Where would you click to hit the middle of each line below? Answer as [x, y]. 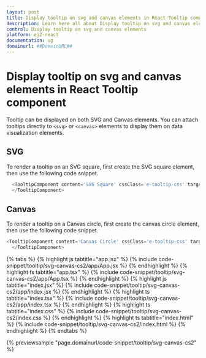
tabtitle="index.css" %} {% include [51, 311]
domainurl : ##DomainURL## [39, 47]
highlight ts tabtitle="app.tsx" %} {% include [62, 272]
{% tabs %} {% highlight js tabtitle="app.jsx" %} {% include [82, 259]
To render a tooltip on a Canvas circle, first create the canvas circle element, [103, 224]
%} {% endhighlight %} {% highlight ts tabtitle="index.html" [118, 318]
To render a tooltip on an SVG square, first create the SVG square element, [101, 167]
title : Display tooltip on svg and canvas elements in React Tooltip [97, 18]
